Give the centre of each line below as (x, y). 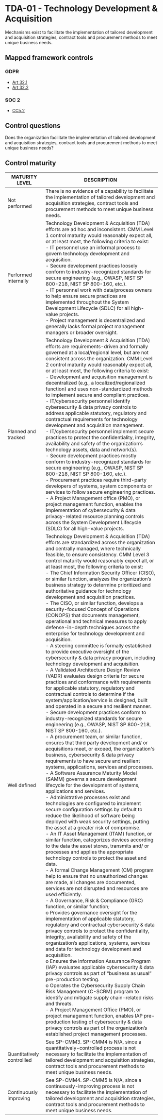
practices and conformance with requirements (98, 682)
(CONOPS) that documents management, (92, 615)
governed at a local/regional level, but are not (97, 352)
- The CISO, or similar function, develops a (94, 603)
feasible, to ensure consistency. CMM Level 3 (97, 554)
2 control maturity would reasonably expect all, (99, 365)
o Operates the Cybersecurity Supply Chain (95, 985)
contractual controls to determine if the (90, 694)
